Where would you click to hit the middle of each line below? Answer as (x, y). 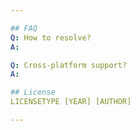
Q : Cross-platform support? (69, 65)
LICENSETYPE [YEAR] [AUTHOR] (71, 102)
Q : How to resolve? (51, 37)
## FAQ (24, 28)
